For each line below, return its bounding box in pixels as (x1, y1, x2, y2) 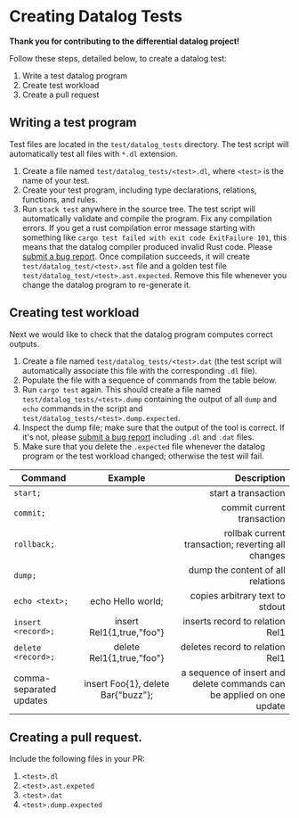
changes (248, 549, 286, 561)
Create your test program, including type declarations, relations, (21, 185, 257, 195)
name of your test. (21, 175, 90, 186)
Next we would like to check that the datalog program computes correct (9, 328, 273, 340)
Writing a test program (9, 115, 137, 130)
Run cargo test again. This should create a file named (21, 384, 221, 394)
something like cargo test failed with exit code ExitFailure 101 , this (21, 232, 287, 243)
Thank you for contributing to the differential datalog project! (9, 36, 240, 46)
